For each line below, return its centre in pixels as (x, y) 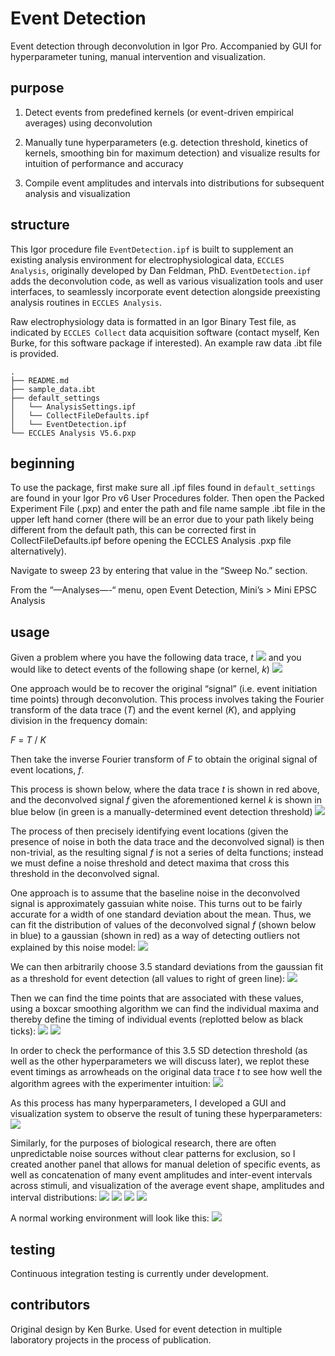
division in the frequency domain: (79, 721)
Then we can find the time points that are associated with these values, (157, 998)
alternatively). (38, 551)
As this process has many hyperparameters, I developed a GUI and (148, 1103)
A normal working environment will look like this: (110, 1218)
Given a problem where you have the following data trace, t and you (156, 658)
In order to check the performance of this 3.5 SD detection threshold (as (159, 1051)
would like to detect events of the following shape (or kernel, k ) (140, 669)
